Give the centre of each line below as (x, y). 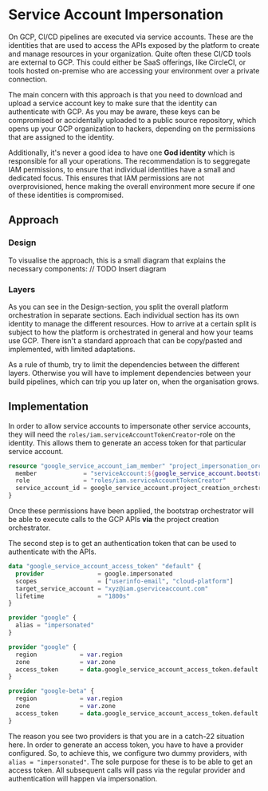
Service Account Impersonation (116, 15)
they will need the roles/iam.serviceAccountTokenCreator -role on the (122, 434)
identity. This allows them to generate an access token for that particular (127, 443)
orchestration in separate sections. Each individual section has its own (124, 315)
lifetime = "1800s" (73, 596)
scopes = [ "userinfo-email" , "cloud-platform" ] (124, 581)
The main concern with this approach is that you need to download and (126, 94)
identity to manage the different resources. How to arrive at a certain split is (132, 323)
